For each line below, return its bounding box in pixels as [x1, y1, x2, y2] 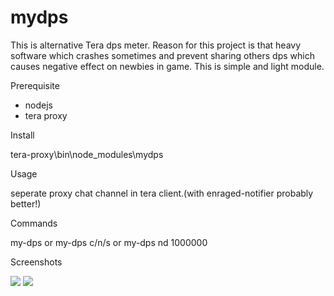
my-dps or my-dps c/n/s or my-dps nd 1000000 [10, 236, 208, 248]
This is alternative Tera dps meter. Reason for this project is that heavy [10, 39, 302, 51]
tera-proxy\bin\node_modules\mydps [10, 148, 164, 160]
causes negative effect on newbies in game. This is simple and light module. [10, 60, 325, 72]
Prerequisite [10, 79, 60, 91]
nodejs [24, 99, 53, 111]
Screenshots [10, 256, 63, 268]
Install [10, 129, 35, 141]
